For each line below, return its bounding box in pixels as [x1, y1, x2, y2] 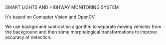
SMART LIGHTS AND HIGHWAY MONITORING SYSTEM [5, 4, 119, 10]
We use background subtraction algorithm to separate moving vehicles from [5, 23, 162, 29]
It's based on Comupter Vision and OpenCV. [5, 14, 96, 19]
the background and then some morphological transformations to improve [5, 29, 157, 34]
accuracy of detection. [5, 34, 52, 40]
